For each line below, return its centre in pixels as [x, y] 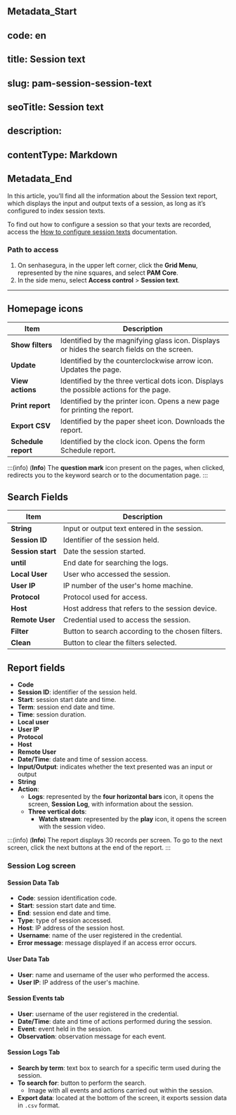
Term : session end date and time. [66, 707]
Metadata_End [40, 179]
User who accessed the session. [117, 574]
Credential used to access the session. [127, 620]
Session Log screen [41, 866]
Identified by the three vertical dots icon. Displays [142, 381]
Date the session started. [104, 552]
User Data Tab [28, 959]
